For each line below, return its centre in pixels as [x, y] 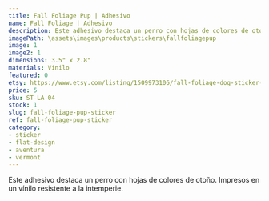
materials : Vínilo [39, 68]
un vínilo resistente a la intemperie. [66, 188]
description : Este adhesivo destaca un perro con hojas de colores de [128, 30]
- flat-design [32, 142]
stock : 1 [23, 105]
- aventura [26, 150]
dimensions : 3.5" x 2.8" [50, 61]
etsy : [17, 82]
